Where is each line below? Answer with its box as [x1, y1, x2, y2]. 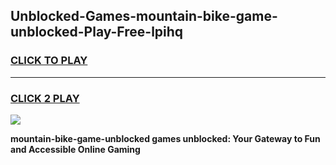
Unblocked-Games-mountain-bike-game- [10, 8, 278, 25]
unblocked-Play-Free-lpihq [10, 24, 184, 41]
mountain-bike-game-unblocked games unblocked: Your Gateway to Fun [10, 132, 321, 144]
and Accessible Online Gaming [10, 143, 141, 155]
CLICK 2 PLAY [10, 91, 80, 105]
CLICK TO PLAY [10, 54, 88, 68]
